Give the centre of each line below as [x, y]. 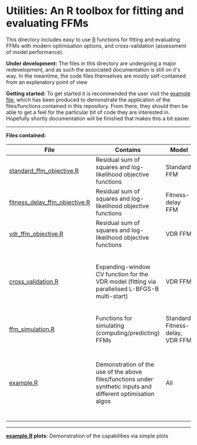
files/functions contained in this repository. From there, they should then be [97, 106]
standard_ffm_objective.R [44, 170]
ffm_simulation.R [32, 329]
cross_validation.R [34, 281]
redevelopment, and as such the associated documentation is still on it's [93, 69]
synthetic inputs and [124, 386]
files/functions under [125, 379]
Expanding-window [123, 267]
